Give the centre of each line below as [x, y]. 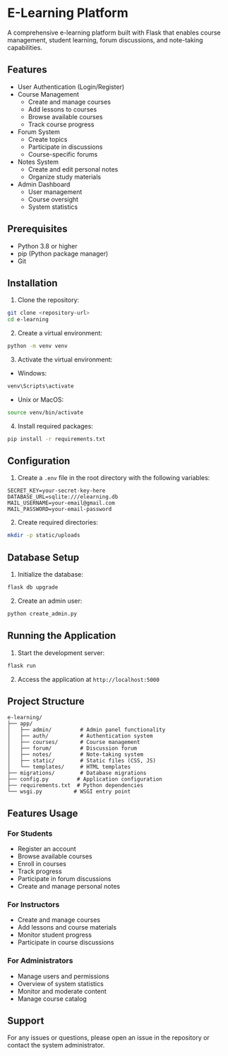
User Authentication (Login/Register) [71, 87]
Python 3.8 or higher [47, 246]
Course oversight [53, 199]
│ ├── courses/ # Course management [74, 743]
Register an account [47, 849]
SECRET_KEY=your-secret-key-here [56, 491]
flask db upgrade [33, 587]
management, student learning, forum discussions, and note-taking [105, 40]
